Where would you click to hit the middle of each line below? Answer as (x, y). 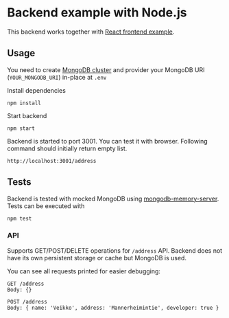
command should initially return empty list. (67, 148)
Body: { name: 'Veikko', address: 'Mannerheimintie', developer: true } (113, 308)
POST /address (27, 302)
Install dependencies (37, 90)
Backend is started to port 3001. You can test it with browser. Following (107, 141)
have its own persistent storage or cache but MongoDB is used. (97, 258)
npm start (21, 128)
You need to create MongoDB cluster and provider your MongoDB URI (106, 69)
